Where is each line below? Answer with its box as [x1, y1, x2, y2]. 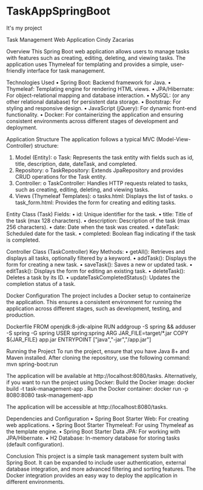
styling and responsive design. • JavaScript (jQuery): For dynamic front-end [6, 104, 197, 111]
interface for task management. [27, 67, 106, 74]
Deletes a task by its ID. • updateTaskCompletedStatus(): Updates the [6, 274, 180, 281]
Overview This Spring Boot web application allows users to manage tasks [6, 47, 190, 55]
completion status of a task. [6, 280, 76, 287]
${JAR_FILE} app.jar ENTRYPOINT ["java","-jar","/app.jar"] [6, 336, 151, 343]
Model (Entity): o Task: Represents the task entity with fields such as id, [15, 153, 194, 161]
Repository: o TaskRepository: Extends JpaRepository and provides [15, 167, 184, 174]
